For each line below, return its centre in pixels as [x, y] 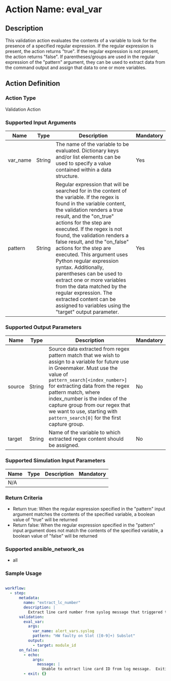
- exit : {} [35, 674]
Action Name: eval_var [54, 9]
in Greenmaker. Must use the [83, 368]
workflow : [16, 588]
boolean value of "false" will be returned [55, 536]
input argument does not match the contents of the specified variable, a [88, 530]
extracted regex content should [86, 439]
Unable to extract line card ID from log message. [96, 669]
